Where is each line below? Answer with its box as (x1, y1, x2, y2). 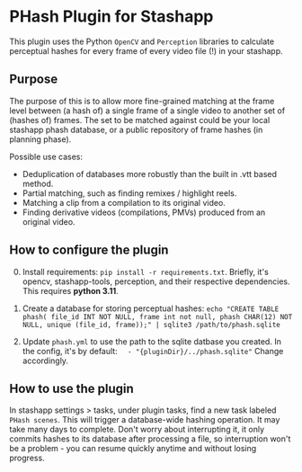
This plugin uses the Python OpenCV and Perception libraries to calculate (9, 36, 275, 47)
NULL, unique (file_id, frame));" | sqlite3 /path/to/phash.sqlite (22, 320, 280, 329)
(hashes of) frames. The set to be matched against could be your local (9, 114, 271, 125)
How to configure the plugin (9, 243, 169, 258)
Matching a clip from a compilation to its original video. (22, 197, 226, 208)
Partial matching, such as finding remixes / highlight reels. (22, 187, 237, 199)
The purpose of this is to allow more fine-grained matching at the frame (9, 95, 275, 106)
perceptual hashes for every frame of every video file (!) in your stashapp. (9, 45, 283, 56)
